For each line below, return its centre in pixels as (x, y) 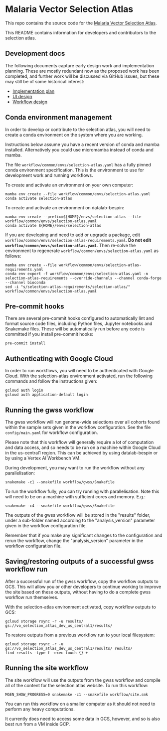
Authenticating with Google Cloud (59, 359)
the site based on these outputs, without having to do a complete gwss (78, 592)
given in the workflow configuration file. (46, 526)
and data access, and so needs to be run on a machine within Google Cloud (83, 447)
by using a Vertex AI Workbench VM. (43, 458)
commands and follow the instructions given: (51, 381)
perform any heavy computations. (40, 709)
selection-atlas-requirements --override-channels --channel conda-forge (83, 278)
